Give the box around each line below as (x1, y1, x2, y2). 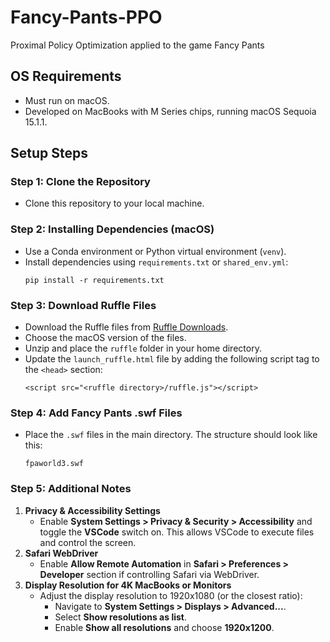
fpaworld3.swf (24, 459, 84, 469)
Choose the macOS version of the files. (24, 332, 187, 344)
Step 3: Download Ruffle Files (10, 298, 157, 312)
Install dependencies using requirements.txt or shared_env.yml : (24, 256, 289, 268)
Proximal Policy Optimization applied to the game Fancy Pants (10, 39, 265, 51)
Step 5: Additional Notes (10, 482, 132, 496)
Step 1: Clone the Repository (10, 175, 151, 189)
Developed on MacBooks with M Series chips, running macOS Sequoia (24, 105, 317, 117)
